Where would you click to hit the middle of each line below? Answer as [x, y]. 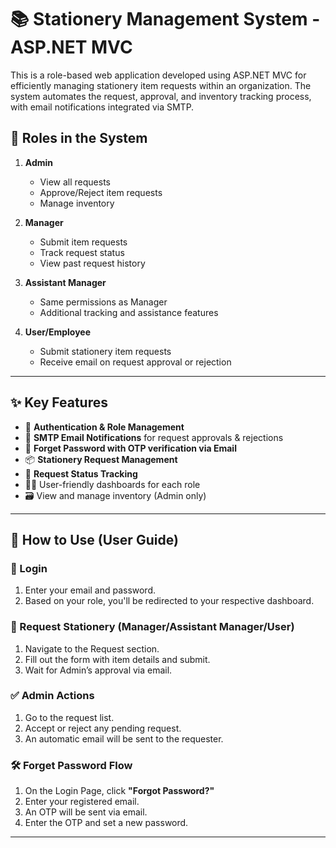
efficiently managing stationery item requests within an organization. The [161, 85]
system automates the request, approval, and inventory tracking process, [161, 96]
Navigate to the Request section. [92, 648]
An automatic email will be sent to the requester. [124, 738]
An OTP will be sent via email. [86, 812]
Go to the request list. [69, 717]
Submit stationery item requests [105, 351]
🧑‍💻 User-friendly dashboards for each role [112, 484]
